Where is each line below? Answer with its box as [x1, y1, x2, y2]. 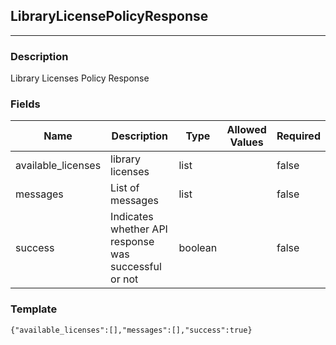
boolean [178, 241, 218, 255]
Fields [10, 97, 41, 111]
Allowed [226, 123, 267, 137]
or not [110, 272, 139, 286]
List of [110, 181, 140, 195]
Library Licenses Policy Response [10, 72, 150, 84]
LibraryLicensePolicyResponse [10, 8, 209, 25]
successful [110, 260, 162, 274]
